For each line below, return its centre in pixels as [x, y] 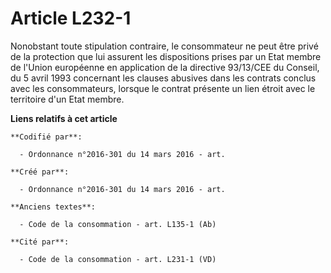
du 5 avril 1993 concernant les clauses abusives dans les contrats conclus [163, 78]
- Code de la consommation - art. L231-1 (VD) [118, 259]
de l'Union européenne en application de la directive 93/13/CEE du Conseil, [165, 67]
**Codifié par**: [46, 137]
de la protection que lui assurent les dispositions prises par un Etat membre [166, 56]
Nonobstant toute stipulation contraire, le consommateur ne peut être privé [164, 46]
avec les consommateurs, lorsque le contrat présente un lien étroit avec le [163, 88]
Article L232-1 [71, 18]
